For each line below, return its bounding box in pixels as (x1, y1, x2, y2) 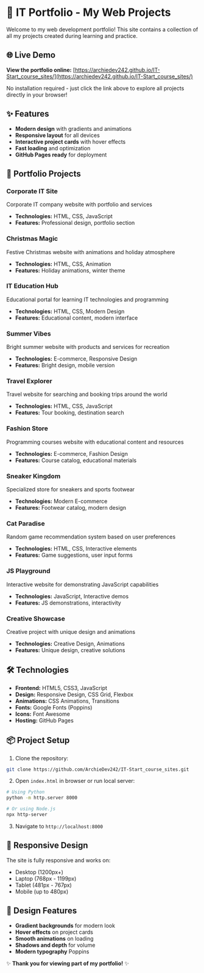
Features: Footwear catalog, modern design (15, 504, 127, 512)
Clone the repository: (15, 754, 69, 762)
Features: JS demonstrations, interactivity (15, 599, 122, 606)
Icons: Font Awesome (15, 710, 70, 718)
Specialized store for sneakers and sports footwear (6, 486, 135, 493)
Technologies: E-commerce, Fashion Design (15, 450, 128, 457)
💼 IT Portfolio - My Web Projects (6, 6, 171, 20)
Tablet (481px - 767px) (15, 881, 72, 889)
